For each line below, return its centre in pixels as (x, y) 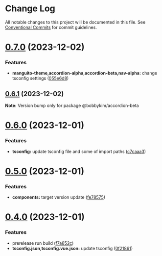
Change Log (30, 9)
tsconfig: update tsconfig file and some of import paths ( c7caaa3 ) (79, 151)
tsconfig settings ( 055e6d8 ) (40, 78)
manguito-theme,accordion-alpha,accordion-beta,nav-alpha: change (85, 73)
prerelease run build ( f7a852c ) (43, 243)
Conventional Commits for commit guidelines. (51, 27)
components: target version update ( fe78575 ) (59, 197)
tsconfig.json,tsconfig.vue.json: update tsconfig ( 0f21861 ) (72, 248)
